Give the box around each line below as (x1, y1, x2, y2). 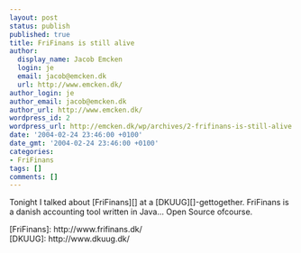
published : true (9, 30, 70, 39)
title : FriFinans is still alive (9, 38, 135, 48)
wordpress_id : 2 (9, 113, 70, 122)
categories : (9, 147, 54, 156)
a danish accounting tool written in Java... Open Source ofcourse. (9, 206, 253, 217)
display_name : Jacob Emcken (17, 55, 123, 64)
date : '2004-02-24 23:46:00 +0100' (9, 131, 143, 140)
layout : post (9, 13, 59, 23)
